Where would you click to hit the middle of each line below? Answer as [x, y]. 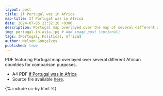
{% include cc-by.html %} [31, 88]
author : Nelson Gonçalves [31, 41]
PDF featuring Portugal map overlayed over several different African [73, 59]
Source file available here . [38, 79]
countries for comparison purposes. [41, 64]
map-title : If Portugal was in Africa [44, 18]
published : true [21, 46]
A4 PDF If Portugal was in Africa [44, 74]
